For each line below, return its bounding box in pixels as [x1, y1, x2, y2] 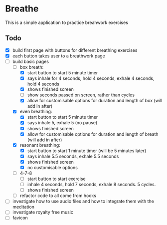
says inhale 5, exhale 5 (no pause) [27, 120, 98, 126]
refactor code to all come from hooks [19, 193, 96, 199]
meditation [12, 204, 35, 210]
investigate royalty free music [12, 209, 74, 215]
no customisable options [27, 164, 78, 170]
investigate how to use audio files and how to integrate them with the [12, 198, 155, 205]
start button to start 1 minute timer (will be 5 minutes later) [27, 148, 147, 154]
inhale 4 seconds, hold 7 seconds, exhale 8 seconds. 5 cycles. [27, 182, 156, 188]
